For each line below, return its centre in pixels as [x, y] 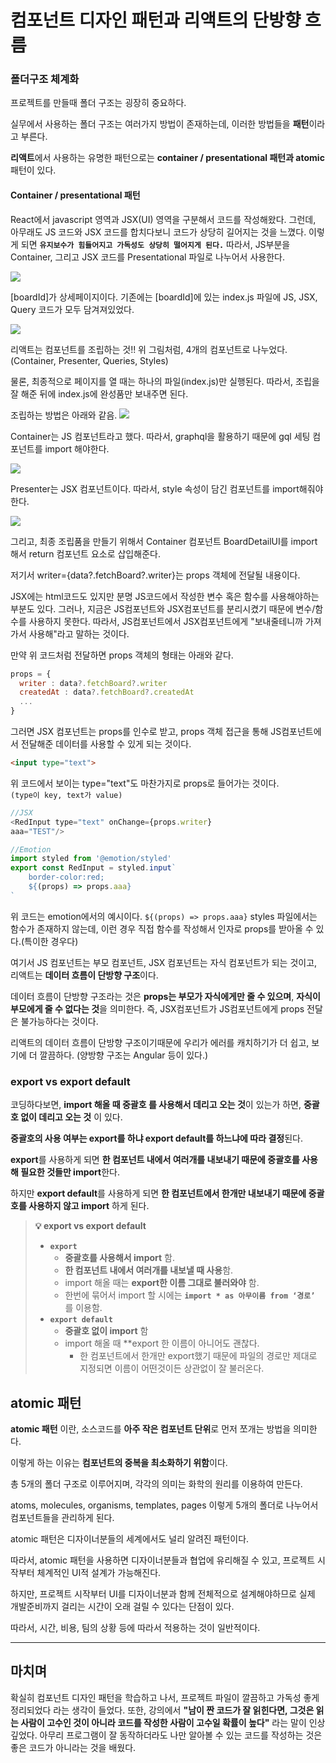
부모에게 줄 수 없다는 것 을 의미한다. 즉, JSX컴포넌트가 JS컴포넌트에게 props [157, 1008]
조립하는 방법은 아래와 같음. [64, 415]
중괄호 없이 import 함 [106, 1331]
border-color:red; [66, 877]
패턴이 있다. [33, 170]
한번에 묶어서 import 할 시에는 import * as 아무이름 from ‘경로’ [190, 1295]
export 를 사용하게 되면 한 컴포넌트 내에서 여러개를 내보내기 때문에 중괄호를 [155, 1160]
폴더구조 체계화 [45, 79]
